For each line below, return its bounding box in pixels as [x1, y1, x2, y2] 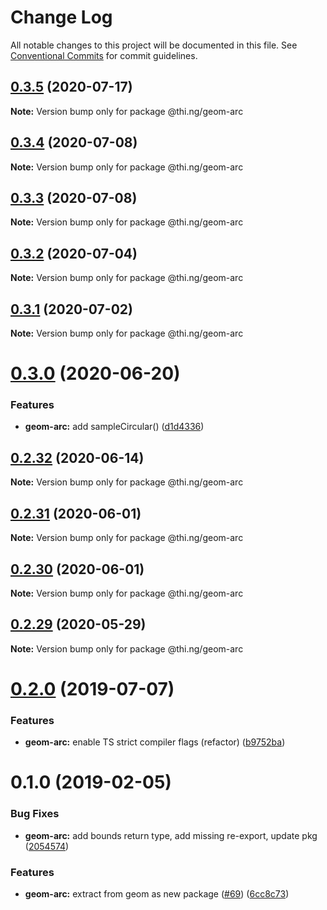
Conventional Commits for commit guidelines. [10, 49, 198, 61]
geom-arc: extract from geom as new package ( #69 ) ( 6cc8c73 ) [24, 888, 290, 900]
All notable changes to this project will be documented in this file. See [10, 39, 298, 51]
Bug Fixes [10, 807, 60, 821]
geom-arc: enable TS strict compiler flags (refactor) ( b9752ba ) [24, 736, 286, 748]
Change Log [10, 6, 113, 29]
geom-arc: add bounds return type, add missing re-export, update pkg [24, 829, 318, 841]
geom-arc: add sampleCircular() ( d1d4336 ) [24, 421, 205, 433]
